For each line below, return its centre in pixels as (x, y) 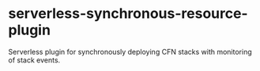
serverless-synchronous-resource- (128, 14)
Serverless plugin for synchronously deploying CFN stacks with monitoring (130, 51)
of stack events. (34, 60)
